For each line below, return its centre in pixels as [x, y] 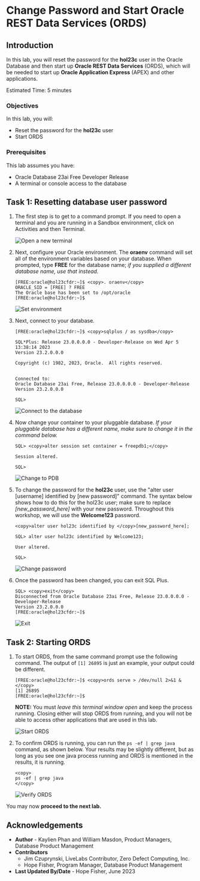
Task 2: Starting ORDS [49, 642]
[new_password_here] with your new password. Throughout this [94, 509]
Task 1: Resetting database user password [87, 202]
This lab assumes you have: [40, 165]
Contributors [31, 852]
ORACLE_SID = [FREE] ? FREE [50, 288]
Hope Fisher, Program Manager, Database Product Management [103, 865]
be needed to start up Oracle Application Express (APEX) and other [90, 72]
